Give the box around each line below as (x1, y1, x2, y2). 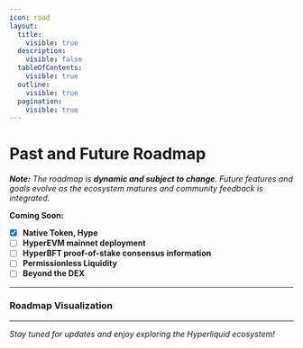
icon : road (9, 13, 50, 22)
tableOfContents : (17, 64, 83, 73)
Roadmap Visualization (9, 299, 114, 312)
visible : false (25, 55, 83, 64)
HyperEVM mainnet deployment (22, 237, 146, 248)
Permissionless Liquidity (22, 258, 117, 269)
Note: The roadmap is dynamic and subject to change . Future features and (9, 174, 293, 184)
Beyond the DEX (22, 268, 86, 279)
